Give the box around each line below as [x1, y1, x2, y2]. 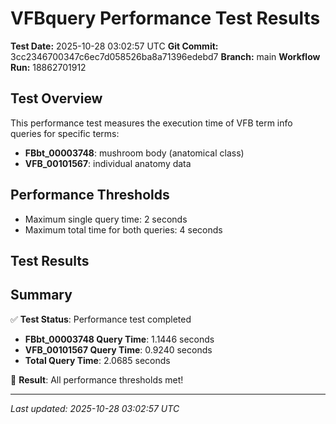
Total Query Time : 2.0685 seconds [24, 354, 171, 366]
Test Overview [10, 90, 103, 107]
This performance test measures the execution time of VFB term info [10, 117, 293, 129]
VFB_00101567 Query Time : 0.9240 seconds [24, 343, 213, 356]
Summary [10, 287, 73, 304]
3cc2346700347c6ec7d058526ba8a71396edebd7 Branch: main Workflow [10, 50, 321, 62]
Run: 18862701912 [10, 61, 87, 73]
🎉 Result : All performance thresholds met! [10, 373, 184, 386]
